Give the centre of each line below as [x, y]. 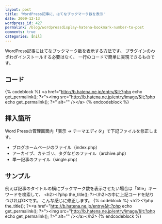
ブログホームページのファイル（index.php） [56, 147]
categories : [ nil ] [24, 37]
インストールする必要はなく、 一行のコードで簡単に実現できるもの [84, 57]
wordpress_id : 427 [24, 23]
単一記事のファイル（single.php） [46, 159]
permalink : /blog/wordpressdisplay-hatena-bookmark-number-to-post [75, 28]
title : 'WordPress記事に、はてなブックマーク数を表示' [55, 14]
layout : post [18, 9]
